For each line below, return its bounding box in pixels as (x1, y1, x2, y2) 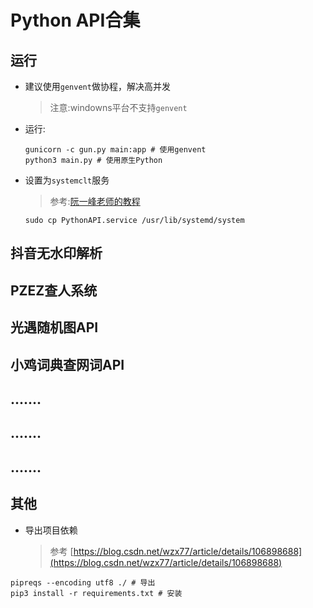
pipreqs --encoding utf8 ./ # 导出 (10, 577, 156, 588)
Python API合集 (10, 9, 141, 32)
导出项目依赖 (24, 524, 78, 536)
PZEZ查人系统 (10, 282, 98, 299)
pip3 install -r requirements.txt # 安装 (10, 588, 183, 598)
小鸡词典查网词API (10, 356, 125, 373)
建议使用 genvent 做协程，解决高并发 (24, 81, 171, 92)
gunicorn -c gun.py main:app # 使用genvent (24, 145, 207, 155)
